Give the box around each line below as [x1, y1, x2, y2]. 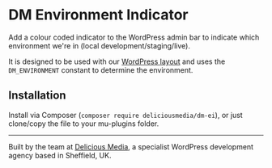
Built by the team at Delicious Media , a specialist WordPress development [8, 141, 253, 151]
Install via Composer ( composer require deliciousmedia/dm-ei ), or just [8, 110, 243, 120]
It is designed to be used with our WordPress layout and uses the [8, 57, 226, 66]
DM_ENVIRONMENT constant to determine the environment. [8, 65, 193, 74]
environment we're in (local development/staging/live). [8, 40, 190, 50]
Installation [8, 89, 66, 103]
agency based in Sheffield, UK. [8, 150, 112, 160]
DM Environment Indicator [8, 6, 189, 24]
